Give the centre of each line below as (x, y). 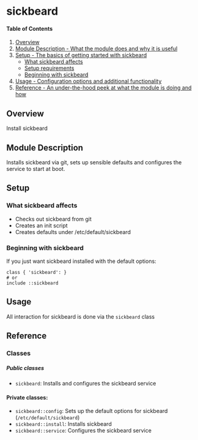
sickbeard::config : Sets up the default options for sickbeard (91, 411)
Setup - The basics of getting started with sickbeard (81, 55)
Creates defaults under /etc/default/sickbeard (73, 232)
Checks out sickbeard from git (53, 219)
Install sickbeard (27, 128)
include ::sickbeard (33, 283)
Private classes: (27, 397)
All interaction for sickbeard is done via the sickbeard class (80, 316)
